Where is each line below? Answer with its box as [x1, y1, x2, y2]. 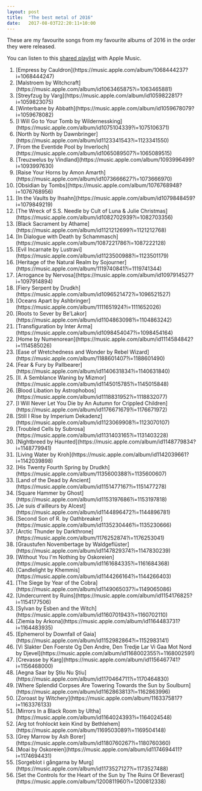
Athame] [69, 220, 90, 227]
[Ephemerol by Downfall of [15, 631, 82, 638]
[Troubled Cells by [15, 425, 62, 433]
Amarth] [85, 169, 106, 176]
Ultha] [85, 707, 101, 715]
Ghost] [67, 489, 84, 497]
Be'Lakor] [63, 310, 87, 317]
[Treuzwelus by [15, 156, 54, 164]
